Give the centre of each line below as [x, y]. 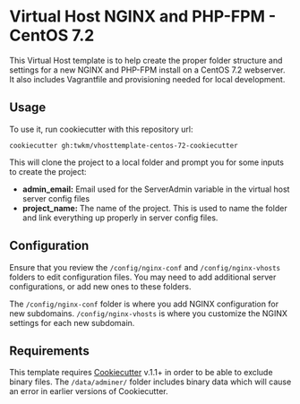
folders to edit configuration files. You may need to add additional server [143, 277]
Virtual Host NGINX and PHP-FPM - [143, 17]
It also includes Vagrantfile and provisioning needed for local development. [147, 79]
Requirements [49, 351]
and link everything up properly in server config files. [120, 218]
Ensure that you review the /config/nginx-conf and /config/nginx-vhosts [145, 267]
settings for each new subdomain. [72, 322]
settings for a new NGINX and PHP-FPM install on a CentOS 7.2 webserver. [147, 70]
